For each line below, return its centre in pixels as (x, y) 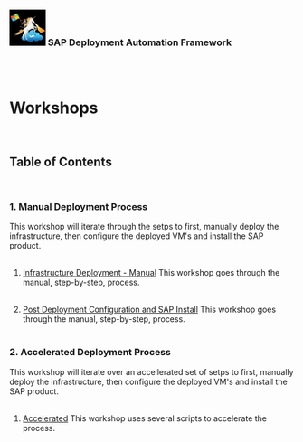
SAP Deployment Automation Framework (140, 42)
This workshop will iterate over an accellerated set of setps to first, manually (151, 371)
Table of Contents (61, 161)
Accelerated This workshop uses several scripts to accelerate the (145, 418)
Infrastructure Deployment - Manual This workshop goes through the (151, 273)
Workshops (54, 108)
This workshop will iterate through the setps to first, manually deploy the (144, 227)
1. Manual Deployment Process (79, 206)
